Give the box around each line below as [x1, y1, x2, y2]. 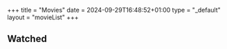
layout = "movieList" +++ [7, 13, 79, 21]
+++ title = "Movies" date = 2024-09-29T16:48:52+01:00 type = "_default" [7, 6, 221, 14]
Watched [7, 33, 47, 45]
